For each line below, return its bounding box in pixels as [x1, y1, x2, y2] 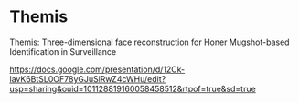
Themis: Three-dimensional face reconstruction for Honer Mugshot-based [9, 36, 290, 47]
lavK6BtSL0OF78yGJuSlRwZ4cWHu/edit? [9, 73, 166, 84]
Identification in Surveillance [9, 46, 117, 57]
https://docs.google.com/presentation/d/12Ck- [9, 64, 186, 75]
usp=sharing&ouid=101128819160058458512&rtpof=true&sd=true [9, 83, 256, 94]
